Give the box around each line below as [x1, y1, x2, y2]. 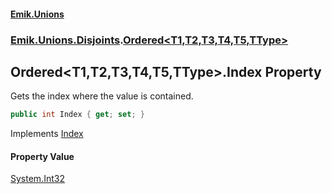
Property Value [10, 150, 75, 162]
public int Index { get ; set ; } [10, 110, 145, 120]
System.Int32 [10, 173, 65, 185]
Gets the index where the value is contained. [10, 90, 194, 102]
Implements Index [10, 128, 84, 140]
